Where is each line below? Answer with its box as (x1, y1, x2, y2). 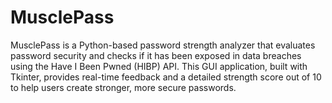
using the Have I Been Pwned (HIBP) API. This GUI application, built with (10, 60, 308, 72)
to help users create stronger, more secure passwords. (10, 81, 237, 93)
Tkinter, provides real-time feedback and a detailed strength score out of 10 (10, 71, 322, 83)
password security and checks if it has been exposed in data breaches (10, 49, 302, 61)
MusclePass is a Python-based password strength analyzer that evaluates (10, 39, 316, 51)
